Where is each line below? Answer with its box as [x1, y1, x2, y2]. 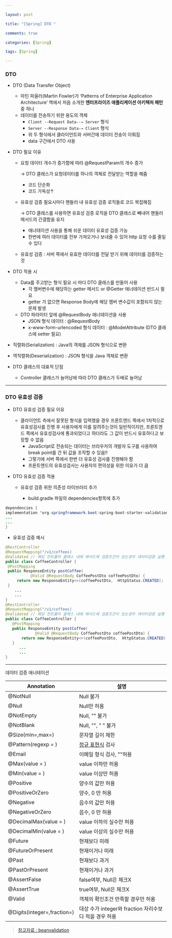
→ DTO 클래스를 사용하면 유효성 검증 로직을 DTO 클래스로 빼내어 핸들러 [20, 210, 164, 216]
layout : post [5, 12, 33, 17]
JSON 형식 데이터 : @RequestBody [28, 318, 100, 324]
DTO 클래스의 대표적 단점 [12, 364, 63, 370]
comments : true [5, 30, 38, 36]
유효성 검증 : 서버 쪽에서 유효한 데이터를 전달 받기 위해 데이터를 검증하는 [20, 251, 164, 257]
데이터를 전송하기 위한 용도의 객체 [20, 112, 88, 118]
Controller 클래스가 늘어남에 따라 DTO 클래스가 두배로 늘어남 [20, 375, 142, 381]
